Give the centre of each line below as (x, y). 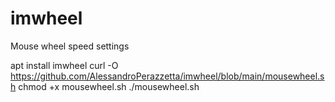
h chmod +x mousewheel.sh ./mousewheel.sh (105, 86)
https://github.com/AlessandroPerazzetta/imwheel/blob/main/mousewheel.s (167, 76)
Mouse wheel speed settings (70, 46)
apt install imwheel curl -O (64, 65)
